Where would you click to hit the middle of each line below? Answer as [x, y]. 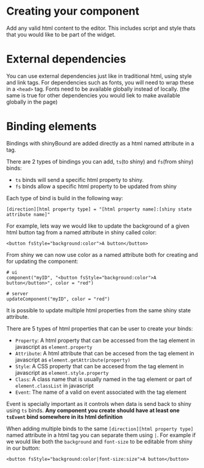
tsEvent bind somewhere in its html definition [65, 417]
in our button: [23, 448]
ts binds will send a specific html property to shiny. [79, 180]
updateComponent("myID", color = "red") [58, 299]
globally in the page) [32, 102]
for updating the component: [42, 261]
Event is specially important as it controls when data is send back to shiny [99, 403]
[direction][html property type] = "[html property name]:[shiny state [99, 209]
